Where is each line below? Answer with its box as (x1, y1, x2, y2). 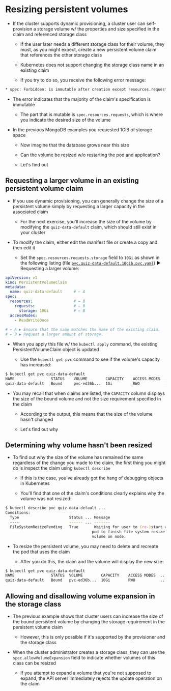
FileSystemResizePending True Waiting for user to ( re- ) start (10, 524, 163, 530)
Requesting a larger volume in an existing (5, 177, 139, 185)
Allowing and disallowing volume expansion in (5, 592, 155, 600)
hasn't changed (20, 416, 53, 422)
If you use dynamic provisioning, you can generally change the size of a (12, 197, 164, 204)
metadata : (5, 284, 26, 290)
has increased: (20, 362, 52, 367)
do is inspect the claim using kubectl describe (12, 465, 110, 471)
